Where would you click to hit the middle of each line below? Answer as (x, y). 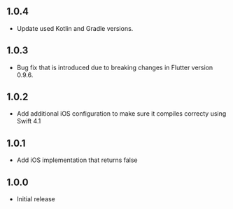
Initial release (36, 199)
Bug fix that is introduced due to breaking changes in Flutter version (115, 67)
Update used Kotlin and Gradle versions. (75, 28)
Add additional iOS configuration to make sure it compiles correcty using (121, 114)
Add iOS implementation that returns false (77, 160)
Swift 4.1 (29, 121)
